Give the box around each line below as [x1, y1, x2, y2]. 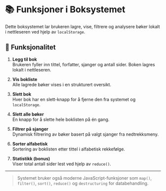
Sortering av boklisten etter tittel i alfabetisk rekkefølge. [12, 146, 125, 152]
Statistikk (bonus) [12, 155, 50, 161]
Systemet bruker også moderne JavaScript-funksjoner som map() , [17, 175, 152, 181]
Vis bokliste [12, 76, 38, 82]
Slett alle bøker [12, 111, 44, 117]
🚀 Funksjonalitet [5, 43, 56, 52]
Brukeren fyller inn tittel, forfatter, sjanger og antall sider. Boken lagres [12, 61, 155, 67]
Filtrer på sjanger [12, 126, 48, 132]
